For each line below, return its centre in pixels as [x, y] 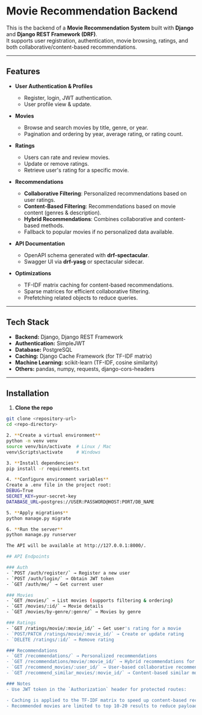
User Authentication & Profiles [54, 86]
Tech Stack [28, 323]
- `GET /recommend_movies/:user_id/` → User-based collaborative [90, 667]
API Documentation [40, 243]
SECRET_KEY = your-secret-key [41, 496]
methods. [53, 225]
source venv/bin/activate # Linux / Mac [59, 446]
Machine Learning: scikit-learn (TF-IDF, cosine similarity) [86, 362]
